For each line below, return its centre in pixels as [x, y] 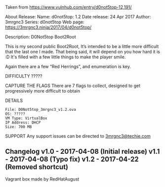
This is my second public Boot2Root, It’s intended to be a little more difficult [82, 46]
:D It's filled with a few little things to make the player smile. [65, 57]
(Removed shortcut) [37, 167]
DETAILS [14, 100]
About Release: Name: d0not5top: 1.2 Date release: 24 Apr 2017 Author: [78, 17]
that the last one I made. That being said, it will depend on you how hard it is [83, 52]
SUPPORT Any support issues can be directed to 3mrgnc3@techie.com [78, 136]
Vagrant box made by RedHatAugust [42, 179]
